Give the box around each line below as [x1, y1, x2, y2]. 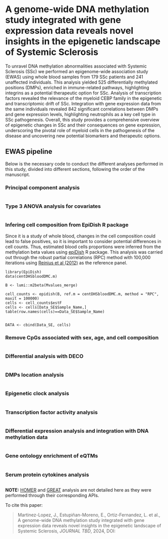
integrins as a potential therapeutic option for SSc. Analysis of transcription [5, 90, 161, 96]
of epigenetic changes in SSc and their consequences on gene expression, [5, 122, 161, 128]
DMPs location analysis [5, 372, 64, 379]
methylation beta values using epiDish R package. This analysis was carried [5, 249, 163, 255]
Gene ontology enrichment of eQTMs [5, 452, 98, 459]
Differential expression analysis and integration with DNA [5, 428, 149, 435]
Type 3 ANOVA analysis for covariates [5, 203, 101, 210]
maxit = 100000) [5, 296, 39, 301]
